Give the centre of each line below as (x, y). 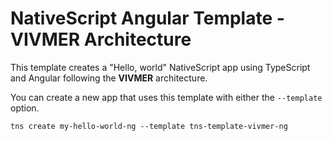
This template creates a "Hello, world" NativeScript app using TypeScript (160, 67)
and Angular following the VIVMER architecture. (109, 78)
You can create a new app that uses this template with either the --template (166, 97)
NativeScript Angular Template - (147, 18)
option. (25, 108)
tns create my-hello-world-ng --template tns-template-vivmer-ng (149, 126)
